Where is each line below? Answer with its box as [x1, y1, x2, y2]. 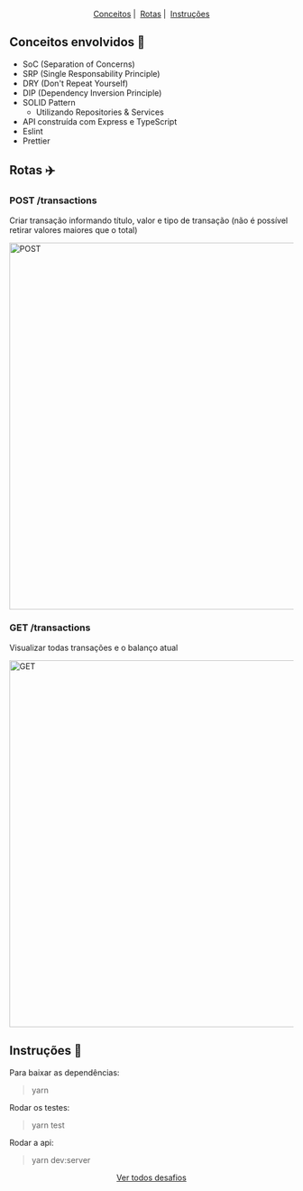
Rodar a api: [9, 1137, 54, 1148]
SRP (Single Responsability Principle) [22, 68, 161, 79]
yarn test [31, 1120, 65, 1131]
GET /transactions [9, 621, 91, 634]
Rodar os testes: [9, 1102, 70, 1112]
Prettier [22, 135, 50, 146]
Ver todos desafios [116, 1172, 187, 1183]
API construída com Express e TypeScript [22, 116, 178, 126]
